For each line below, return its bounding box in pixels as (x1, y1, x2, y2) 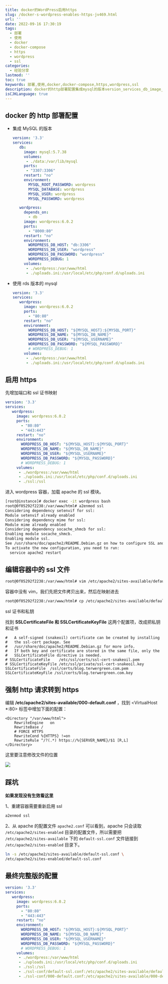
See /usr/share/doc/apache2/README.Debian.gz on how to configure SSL (5, 541, 155, 546)
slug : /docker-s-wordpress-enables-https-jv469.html (5, 12, 117, 17)
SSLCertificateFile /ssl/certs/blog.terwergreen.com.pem (5, 666, 128, 671)
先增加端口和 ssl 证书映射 (5, 390, 57, 396)
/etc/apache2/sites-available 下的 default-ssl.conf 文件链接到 (5, 835, 138, 841)
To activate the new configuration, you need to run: (5, 545, 120, 550)
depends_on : (23, 210, 49, 215)
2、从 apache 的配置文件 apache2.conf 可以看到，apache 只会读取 (5, 823, 141, 829)
